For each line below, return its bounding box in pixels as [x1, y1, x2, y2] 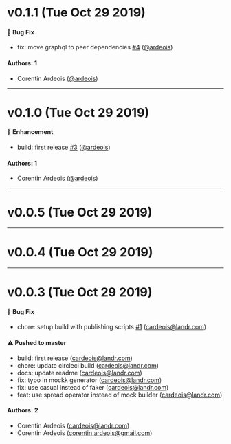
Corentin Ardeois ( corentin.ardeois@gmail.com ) [16, 428, 153, 437]
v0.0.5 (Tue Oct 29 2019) [7, 205, 153, 221]
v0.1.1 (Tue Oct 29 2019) [7, 5, 146, 21]
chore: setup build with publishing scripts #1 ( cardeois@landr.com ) [16, 323, 207, 331]
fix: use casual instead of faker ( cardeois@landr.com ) [16, 383, 169, 391]
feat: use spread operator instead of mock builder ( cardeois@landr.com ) [16, 390, 223, 399]
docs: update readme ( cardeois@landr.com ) [16, 368, 142, 377]
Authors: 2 [7, 406, 38, 414]
